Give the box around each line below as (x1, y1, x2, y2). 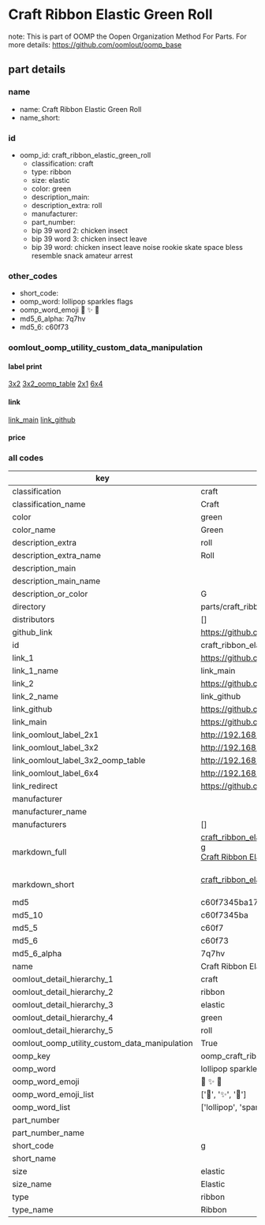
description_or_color (12, 589, 88, 600)
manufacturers (12, 819, 67, 830)
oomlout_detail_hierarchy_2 (12, 987, 114, 998)
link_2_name (12, 691, 59, 702)
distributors (12, 614, 55, 625)
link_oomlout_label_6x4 (12, 768, 99, 779)
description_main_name (12, 575, 101, 586)
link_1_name (12, 665, 59, 676)
